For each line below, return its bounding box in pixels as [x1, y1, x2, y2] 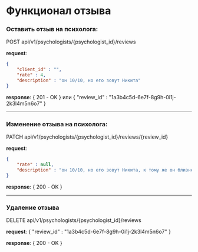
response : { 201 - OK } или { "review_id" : [6, 93, 108, 100]
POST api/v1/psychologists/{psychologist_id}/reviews [6, 38, 136, 45]
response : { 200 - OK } [6, 239, 63, 246]
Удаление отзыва [6, 203, 60, 211]
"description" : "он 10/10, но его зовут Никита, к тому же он [16, 167, 176, 173]
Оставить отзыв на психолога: [6, 25, 98, 33]
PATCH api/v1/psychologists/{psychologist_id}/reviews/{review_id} [6, 133, 169, 140]
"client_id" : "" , [16, 66, 62, 73]
